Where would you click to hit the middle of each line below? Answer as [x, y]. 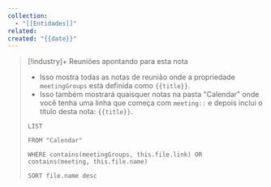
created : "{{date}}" [43, 38]
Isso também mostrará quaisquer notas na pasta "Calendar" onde [149, 95]
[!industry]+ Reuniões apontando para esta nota [108, 62]
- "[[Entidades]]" [46, 23]
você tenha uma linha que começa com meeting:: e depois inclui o [151, 103]
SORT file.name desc [62, 176]
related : [22, 31]
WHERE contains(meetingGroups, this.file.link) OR [115, 155]
